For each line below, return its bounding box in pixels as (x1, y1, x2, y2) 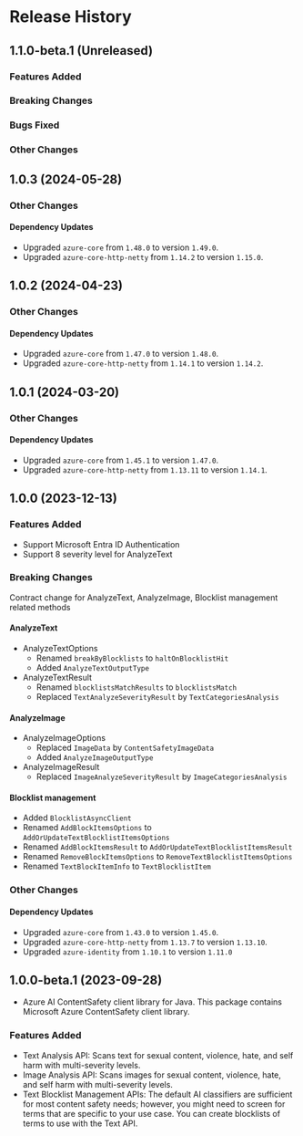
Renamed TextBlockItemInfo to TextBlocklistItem (22, 860, 211, 872)
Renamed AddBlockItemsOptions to (22, 822, 152, 833)
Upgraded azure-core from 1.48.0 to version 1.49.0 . (22, 242, 219, 253)
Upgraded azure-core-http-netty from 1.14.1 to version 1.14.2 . (22, 358, 264, 369)
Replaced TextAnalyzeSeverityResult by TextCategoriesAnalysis (35, 692, 279, 702)
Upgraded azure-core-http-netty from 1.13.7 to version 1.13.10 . (22, 936, 268, 947)
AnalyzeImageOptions (22, 733, 106, 744)
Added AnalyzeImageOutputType (35, 752, 154, 763)
